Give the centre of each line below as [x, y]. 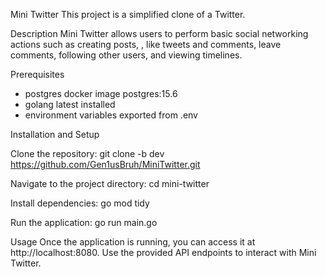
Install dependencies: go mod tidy [80, 203]
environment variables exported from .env [111, 115]
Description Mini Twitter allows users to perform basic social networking [159, 33]
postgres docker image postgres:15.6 [101, 93]
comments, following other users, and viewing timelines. [126, 55]
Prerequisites [37, 74]
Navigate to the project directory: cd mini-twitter [110, 183]
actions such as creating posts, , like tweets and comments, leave [146, 44]
